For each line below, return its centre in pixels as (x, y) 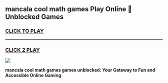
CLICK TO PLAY (24, 31)
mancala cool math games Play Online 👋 (69, 9)
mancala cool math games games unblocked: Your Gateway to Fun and (80, 70)
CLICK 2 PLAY (22, 50)
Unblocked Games (34, 17)
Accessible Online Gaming (33, 75)
